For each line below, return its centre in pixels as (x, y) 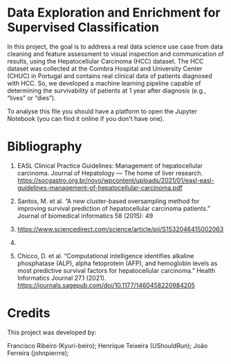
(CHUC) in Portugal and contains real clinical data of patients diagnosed (110, 76)
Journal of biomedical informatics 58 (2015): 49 (85, 215)
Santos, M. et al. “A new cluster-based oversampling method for (108, 201)
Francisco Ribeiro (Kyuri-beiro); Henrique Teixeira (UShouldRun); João (108, 345)
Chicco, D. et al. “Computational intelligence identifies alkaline (105, 256)
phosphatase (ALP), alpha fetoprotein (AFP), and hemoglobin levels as (117, 263)
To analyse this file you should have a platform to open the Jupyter (102, 111)
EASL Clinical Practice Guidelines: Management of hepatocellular (110, 165)
